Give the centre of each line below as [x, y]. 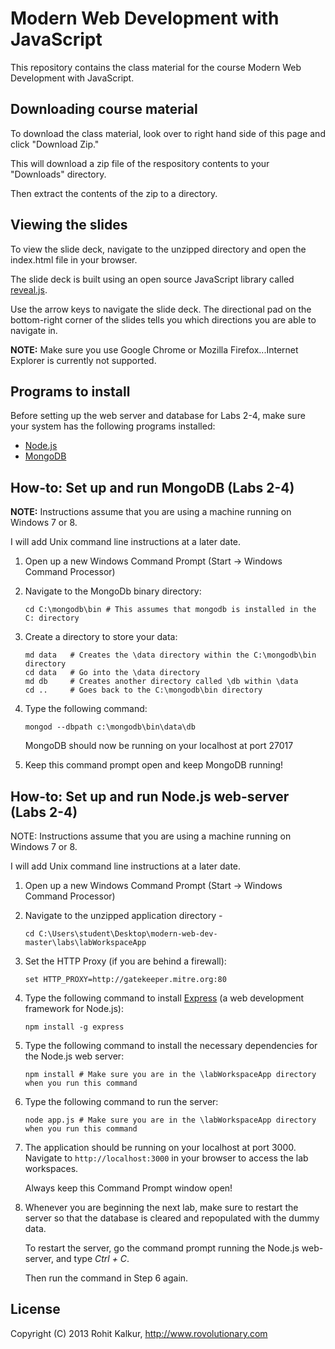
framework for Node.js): [74, 1008]
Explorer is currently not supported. [83, 360]
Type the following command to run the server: [121, 1101]
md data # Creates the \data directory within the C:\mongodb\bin [170, 655]
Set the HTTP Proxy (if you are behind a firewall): [125, 961]
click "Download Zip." [55, 144]
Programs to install [70, 391]
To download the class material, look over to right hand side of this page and [168, 133]
